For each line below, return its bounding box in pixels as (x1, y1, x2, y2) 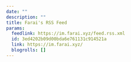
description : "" (6, 14, 46, 20)
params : (6, 25, 25, 31)
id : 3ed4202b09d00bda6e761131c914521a (11, 36, 107, 42)
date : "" (6, 8, 28, 15)
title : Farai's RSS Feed (6, 19, 67, 25)
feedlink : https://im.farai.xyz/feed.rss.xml (11, 31, 126, 37)
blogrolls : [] (11, 47, 46, 53)
